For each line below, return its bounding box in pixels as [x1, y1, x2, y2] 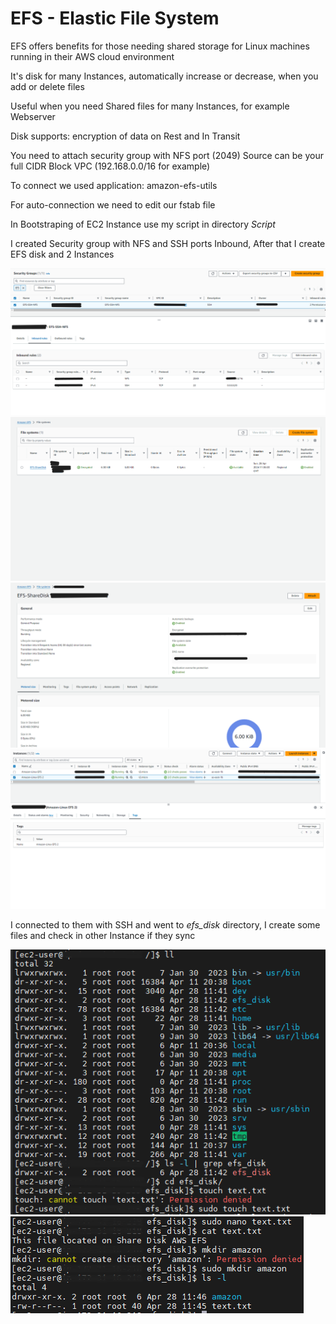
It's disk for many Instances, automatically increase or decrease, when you [10, 70, 319, 82]
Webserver [10, 110, 56, 122]
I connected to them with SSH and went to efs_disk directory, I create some [10, 919, 321, 931]
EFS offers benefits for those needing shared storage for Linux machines [10, 40, 310, 52]
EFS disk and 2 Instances [10, 248, 115, 260]
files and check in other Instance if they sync [10, 930, 196, 942]
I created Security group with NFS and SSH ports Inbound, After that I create [10, 237, 326, 249]
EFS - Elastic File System [10, 7, 220, 30]
